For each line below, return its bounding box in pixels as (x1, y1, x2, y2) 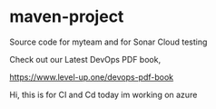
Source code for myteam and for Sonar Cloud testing (9, 36, 208, 47)
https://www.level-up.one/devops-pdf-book (9, 71, 174, 83)
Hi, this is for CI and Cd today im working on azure (9, 89, 198, 100)
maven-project (9, 6, 124, 27)
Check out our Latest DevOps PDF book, (9, 54, 162, 64)
